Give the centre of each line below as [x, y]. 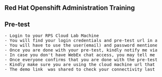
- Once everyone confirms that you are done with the [70, 60]
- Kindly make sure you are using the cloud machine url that [80, 65]
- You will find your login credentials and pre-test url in [79, 41]
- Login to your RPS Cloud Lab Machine [52, 36]
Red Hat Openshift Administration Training [70, 8]
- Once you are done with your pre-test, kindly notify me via [81, 50]
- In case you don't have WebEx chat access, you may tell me [80, 55]
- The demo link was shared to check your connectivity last [80, 70]
